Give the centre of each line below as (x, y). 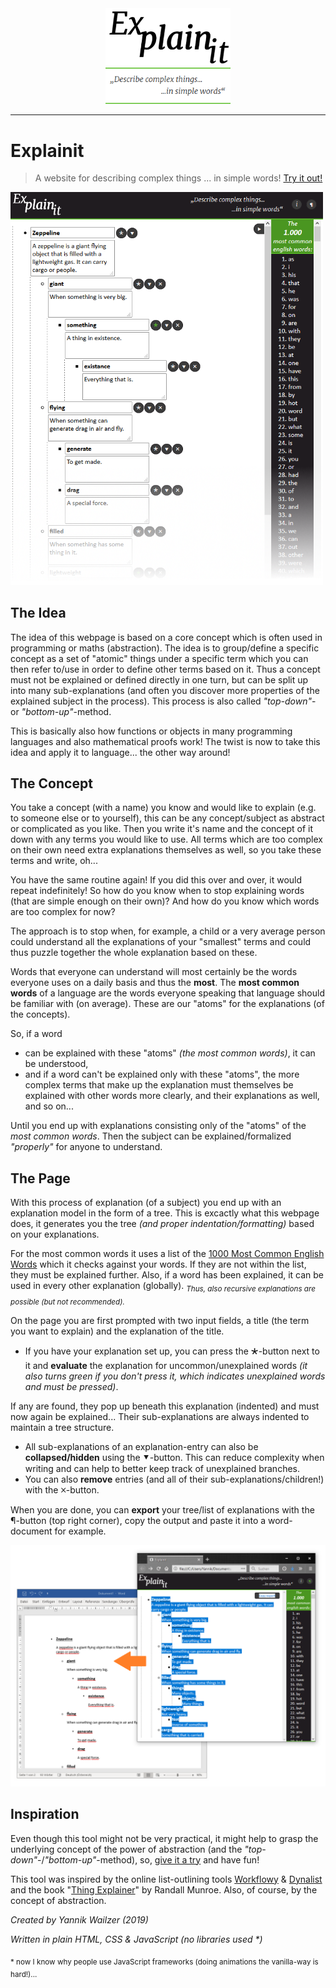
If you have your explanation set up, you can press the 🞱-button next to (172, 1351)
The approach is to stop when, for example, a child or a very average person (168, 931)
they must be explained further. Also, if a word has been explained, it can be (167, 1275)
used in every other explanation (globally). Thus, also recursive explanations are (163, 1287)
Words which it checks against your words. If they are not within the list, (158, 1264)
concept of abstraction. (58, 1900)
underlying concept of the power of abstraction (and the (126, 1849)
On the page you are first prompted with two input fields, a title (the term (160, 1320)
